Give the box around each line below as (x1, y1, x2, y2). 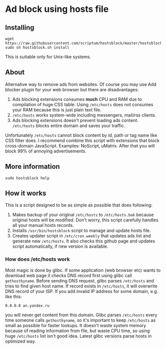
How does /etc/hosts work (5, 256, 70, 263)
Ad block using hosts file (5, 3, 109, 15)
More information (5, 162, 60, 171)
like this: (5, 293, 22, 299)
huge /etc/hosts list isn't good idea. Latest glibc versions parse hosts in (5, 333, 152, 339)
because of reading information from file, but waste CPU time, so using (5, 328, 150, 334)
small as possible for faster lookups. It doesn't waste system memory (5, 322, 147, 328)
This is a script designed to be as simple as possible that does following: (5, 202, 153, 208)
